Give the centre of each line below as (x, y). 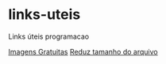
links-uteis (44, 15)
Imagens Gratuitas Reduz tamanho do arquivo (83, 51)
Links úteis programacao (49, 36)
